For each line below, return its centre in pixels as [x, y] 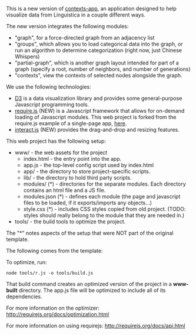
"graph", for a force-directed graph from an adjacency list [84, 38]
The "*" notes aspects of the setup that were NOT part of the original [90, 233]
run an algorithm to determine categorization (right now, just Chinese [98, 50]
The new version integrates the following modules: [67, 26]
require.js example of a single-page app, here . [71, 123]
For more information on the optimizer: [53, 308]
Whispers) [27, 56]
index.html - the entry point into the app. [72, 159]
